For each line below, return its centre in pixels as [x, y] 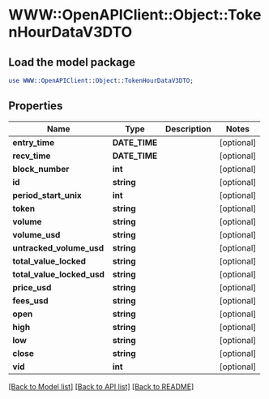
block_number [41, 169]
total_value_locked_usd [59, 274]
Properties [36, 106]
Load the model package [72, 62]
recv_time [32, 156]
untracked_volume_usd [58, 247]
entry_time [34, 142]
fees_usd [30, 300]
